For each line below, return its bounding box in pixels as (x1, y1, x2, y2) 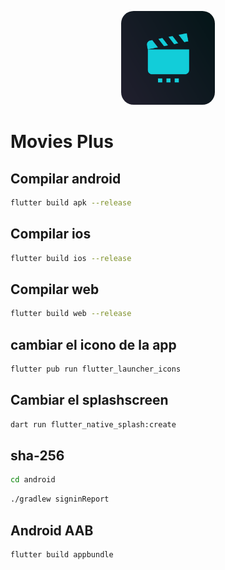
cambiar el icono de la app (10, 336, 177, 353)
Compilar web (10, 281, 100, 298)
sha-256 (10, 447, 65, 465)
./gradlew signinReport (10, 494, 110, 505)
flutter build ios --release (10, 253, 132, 263)
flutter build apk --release (10, 198, 132, 208)
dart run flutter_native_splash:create (10, 419, 177, 430)
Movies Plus (10, 131, 114, 153)
